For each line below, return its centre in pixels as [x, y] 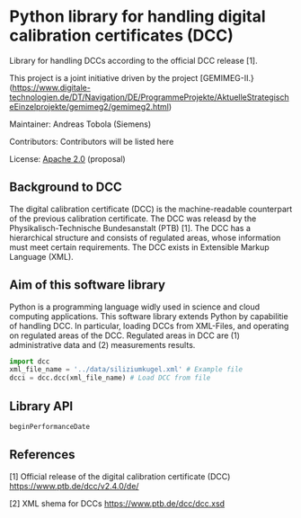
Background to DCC [66, 188]
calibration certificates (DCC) [121, 36]
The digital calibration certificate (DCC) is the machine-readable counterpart [151, 209]
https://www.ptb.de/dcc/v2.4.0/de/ [74, 486]
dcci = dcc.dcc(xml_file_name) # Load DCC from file [110, 378]
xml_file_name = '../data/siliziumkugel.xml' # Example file [126, 370]
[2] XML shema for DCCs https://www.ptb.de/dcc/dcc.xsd [117, 503]
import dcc [30, 362]
